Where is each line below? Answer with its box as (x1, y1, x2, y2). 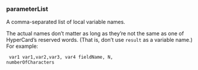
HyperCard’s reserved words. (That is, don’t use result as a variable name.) (6, 36, 193, 44)
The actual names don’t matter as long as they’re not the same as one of (6, 30, 184, 37)
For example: (6, 42, 39, 50)
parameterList (6, 5, 48, 13)
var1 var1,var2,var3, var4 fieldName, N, (8, 54, 113, 60)
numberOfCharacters (6, 59, 55, 66)
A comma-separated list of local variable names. (6, 19, 125, 26)
